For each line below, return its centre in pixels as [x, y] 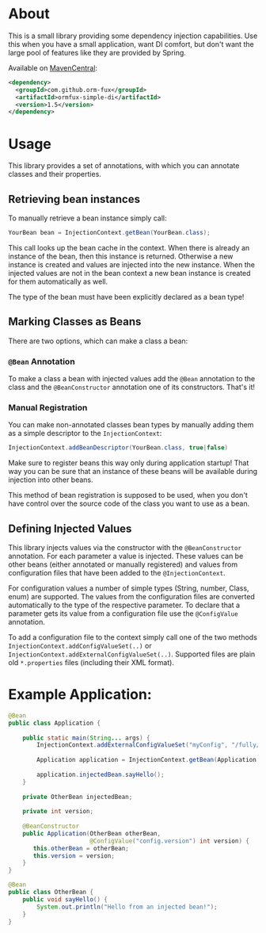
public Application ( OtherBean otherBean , [91, 833]
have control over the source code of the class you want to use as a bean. [129, 503]
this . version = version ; [74, 856]
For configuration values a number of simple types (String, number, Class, [129, 588]
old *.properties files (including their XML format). [91, 663]
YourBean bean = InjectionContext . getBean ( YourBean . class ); [110, 233]
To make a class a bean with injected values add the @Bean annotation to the [132, 379]
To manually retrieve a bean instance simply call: [87, 218]
